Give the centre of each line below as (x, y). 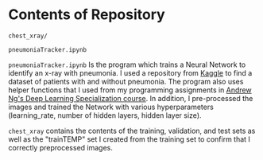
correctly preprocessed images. (60, 147)
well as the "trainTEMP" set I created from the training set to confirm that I (129, 139)
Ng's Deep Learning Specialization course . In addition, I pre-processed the (131, 98)
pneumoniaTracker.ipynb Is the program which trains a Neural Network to (127, 64)
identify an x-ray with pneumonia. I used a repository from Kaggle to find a (130, 72)
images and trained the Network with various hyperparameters (111, 107)
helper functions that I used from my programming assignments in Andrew (130, 90)
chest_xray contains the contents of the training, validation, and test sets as (132, 131)
